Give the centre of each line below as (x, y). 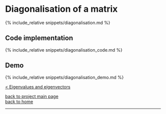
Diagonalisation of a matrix (62, 9)
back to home (19, 101)
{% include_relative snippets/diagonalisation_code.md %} (64, 50)
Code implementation (39, 38)
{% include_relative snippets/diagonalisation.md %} (58, 23)
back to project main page (32, 96)
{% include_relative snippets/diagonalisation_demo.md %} (64, 77)
